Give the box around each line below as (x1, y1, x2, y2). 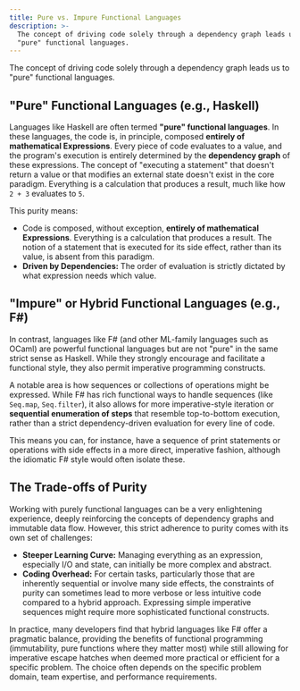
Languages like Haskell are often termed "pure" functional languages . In (9, 122, 279, 132)
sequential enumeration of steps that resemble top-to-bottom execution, (9, 408, 280, 418)
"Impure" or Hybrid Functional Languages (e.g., (9, 296, 280, 311)
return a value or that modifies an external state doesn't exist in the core (9, 169, 275, 180)
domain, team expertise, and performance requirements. (9, 671, 217, 682)
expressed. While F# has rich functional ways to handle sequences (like (9, 389, 274, 400)
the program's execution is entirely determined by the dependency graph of (9, 150, 290, 161)
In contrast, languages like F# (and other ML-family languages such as (9, 333, 269, 344)
